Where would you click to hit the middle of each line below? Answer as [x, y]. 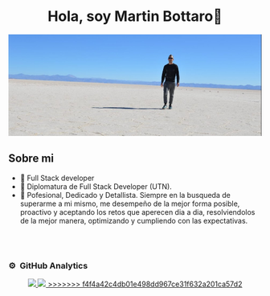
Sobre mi [31, 159]
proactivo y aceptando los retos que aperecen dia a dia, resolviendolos [137, 212]
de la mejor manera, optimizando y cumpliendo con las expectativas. [134, 220]
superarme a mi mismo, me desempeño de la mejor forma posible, [130, 203]
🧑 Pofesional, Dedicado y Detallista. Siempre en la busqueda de [125, 195]
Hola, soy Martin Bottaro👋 [135, 16]
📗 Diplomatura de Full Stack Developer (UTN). [96, 186]
